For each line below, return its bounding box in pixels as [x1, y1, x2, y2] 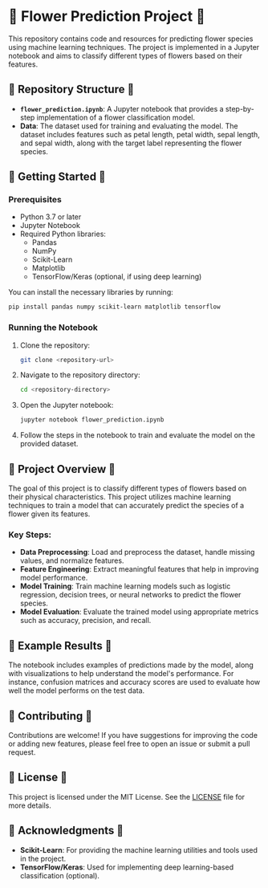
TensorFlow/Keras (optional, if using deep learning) [31, 272, 202, 282]
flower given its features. [8, 509, 91, 519]
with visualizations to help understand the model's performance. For [8, 669, 234, 678]
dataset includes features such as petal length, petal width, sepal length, [19, 129, 261, 139]
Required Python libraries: [19, 229, 107, 239]
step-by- [225, 104, 254, 113]
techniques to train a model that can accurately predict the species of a [8, 501, 245, 511]
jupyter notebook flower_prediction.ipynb [19, 416, 164, 424]
